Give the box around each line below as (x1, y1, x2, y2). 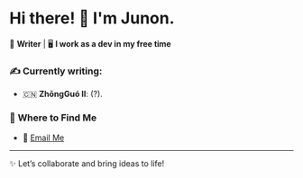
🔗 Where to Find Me (9, 111, 97, 124)
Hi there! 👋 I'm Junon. (9, 8, 175, 29)
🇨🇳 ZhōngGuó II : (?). (22, 89, 104, 100)
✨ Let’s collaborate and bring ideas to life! (9, 157, 165, 169)
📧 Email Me (22, 132, 65, 143)
